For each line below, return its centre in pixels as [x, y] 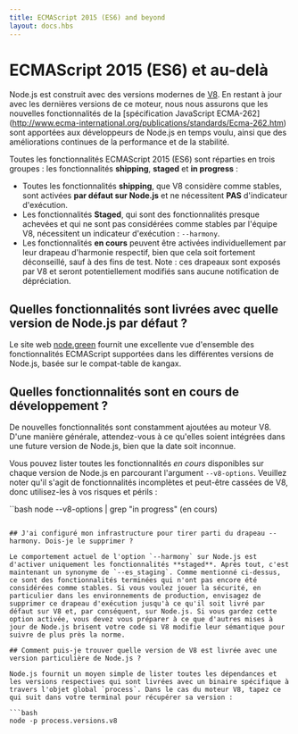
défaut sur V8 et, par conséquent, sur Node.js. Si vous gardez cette [143, 612]
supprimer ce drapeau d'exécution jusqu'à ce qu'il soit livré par [137, 604]
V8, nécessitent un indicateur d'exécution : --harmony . [121, 234]
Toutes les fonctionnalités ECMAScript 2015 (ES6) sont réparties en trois [142, 159]
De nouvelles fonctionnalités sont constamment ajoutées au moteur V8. [141, 427]
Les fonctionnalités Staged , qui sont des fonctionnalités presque [141, 214]
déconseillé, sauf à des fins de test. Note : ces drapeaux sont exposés [151, 262]
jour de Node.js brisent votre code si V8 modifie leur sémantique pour [147, 627]
